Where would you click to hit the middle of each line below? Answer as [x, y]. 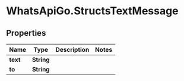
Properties [26, 33]
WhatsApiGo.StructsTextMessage [93, 11]
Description [72, 50]
